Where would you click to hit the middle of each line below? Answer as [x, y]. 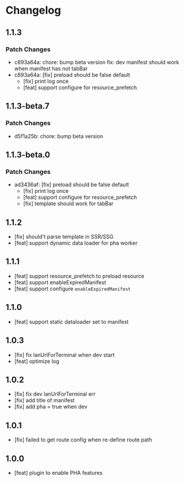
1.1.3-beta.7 [28, 106]
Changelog [33, 10]
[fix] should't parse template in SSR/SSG [64, 237]
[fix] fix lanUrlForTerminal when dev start [64, 355]
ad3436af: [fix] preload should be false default [71, 184]
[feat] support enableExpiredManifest [60, 282]
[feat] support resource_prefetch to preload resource [79, 276]
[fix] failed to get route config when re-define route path [83, 440]
